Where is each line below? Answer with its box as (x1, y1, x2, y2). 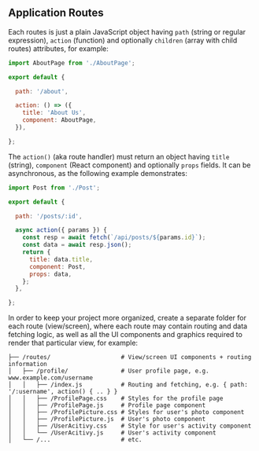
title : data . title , (28, 255, 93, 263)
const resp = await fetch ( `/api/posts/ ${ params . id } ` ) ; (22, 233, 206, 242)
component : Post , (28, 262, 87, 270)
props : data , (28, 270, 72, 278)
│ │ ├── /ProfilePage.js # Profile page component (8, 401, 206, 409)
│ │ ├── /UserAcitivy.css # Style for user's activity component (8, 422, 252, 431)
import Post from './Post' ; (8, 184, 101, 192)
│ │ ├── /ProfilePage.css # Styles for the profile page (8, 394, 224, 403)
